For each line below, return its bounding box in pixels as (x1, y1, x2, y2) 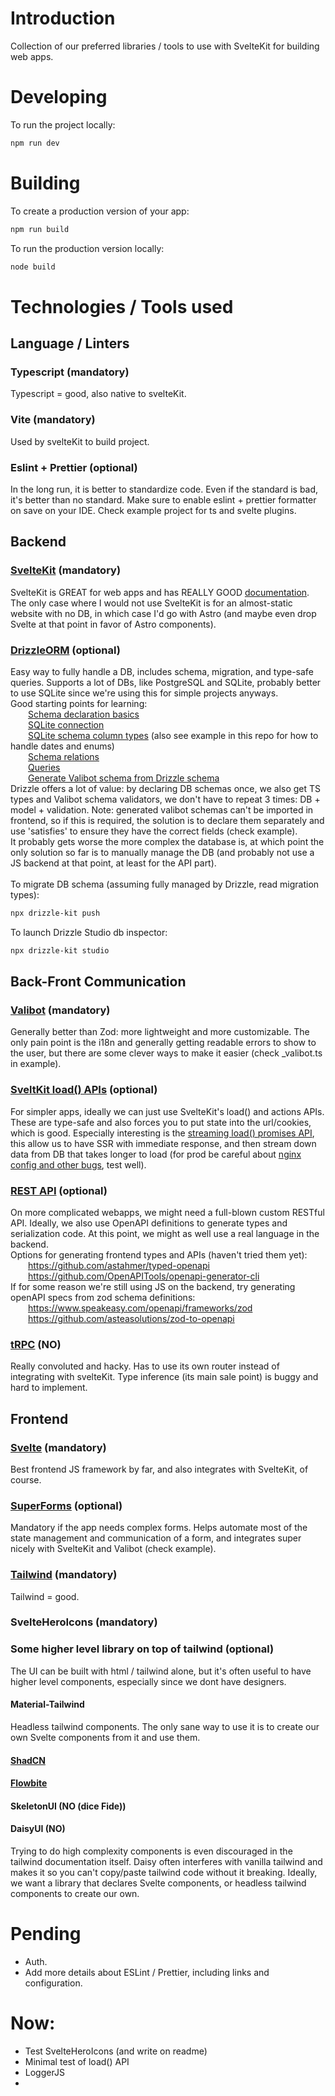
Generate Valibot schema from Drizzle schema (28, 772, 220, 784)
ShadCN (10, 1754, 46, 1766)
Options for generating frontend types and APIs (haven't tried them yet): (10, 1248, 308, 1261)
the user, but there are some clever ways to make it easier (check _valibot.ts (10, 1047, 323, 1059)
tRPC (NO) (10, 1337, 62, 1351)
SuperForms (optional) (10, 1498, 123, 1512)
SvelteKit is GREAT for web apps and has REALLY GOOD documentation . (10, 586, 310, 598)
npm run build (10, 224, 70, 234)
